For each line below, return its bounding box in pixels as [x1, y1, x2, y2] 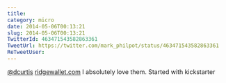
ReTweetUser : [7, 49, 45, 56]
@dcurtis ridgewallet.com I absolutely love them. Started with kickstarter [7, 67, 216, 76]
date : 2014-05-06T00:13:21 [7, 23, 86, 30]
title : [7, 10, 26, 17]
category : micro [7, 17, 54, 24]
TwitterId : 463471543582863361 [7, 36, 98, 43]
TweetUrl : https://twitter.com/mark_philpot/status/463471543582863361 [7, 42, 219, 49]
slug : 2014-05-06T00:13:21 [7, 29, 86, 37]
